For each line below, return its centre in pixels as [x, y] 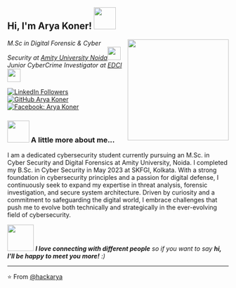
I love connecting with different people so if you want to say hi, [128, 249]
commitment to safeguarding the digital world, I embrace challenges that [112, 200]
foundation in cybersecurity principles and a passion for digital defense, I [113, 178]
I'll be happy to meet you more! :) [56, 256]
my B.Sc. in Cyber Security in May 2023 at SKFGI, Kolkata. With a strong [112, 170]
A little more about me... [73, 140]
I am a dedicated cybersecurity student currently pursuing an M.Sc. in [109, 155]
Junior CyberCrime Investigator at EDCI [65, 65]
